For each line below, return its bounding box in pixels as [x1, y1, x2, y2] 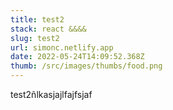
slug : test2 [10, 33, 60, 43]
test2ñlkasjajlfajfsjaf [10, 89, 93, 100]
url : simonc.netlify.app [10, 42, 114, 53]
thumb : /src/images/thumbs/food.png [10, 61, 163, 71]
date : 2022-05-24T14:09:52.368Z [10, 52, 145, 62]
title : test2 [10, 14, 65, 25]
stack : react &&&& [10, 24, 87, 34]
